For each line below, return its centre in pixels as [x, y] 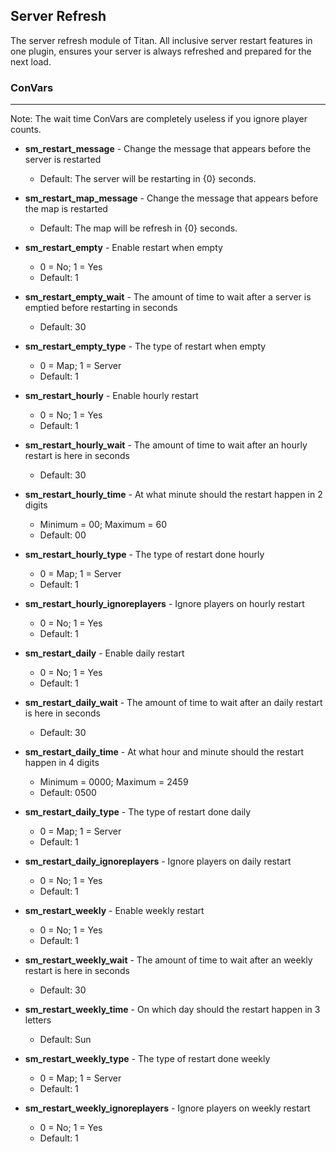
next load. [31, 61]
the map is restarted [66, 209]
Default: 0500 [68, 793]
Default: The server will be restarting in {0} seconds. [148, 179]
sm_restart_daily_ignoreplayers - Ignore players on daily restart [158, 861]
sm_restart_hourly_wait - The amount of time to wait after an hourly [166, 445]
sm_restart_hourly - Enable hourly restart [111, 396]
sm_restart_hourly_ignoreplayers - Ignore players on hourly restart [164, 604]
